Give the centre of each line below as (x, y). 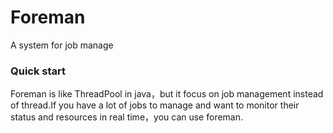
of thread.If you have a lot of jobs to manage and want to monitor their (155, 105)
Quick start (38, 71)
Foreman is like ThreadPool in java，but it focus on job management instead (167, 94)
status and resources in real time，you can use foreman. (127, 117)
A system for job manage (62, 45)
